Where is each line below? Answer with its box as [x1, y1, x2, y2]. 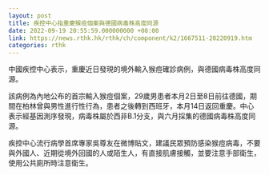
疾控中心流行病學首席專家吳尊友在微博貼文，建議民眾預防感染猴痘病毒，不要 [8, 138, 261, 148]
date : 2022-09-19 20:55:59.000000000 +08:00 [8, 26, 159, 34]
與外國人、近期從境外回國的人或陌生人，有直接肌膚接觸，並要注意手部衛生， [8, 149, 261, 158]
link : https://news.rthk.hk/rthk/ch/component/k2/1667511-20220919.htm [8, 34, 252, 42]
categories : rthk [8, 42, 66, 50]
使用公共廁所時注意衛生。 [8, 158, 93, 168]
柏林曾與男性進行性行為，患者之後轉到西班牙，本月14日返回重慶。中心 [22, 101, 255, 111]
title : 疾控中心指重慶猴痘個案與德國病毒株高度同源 [8, 19, 159, 27]
